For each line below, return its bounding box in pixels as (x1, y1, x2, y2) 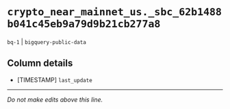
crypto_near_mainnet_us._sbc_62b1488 (7, 5, 222, 19)
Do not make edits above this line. (7, 95, 103, 104)
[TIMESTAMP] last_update (16, 75, 92, 84)
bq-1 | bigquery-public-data (7, 37, 87, 46)
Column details (7, 58, 73, 69)
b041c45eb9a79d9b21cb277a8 (7, 18, 161, 31)
